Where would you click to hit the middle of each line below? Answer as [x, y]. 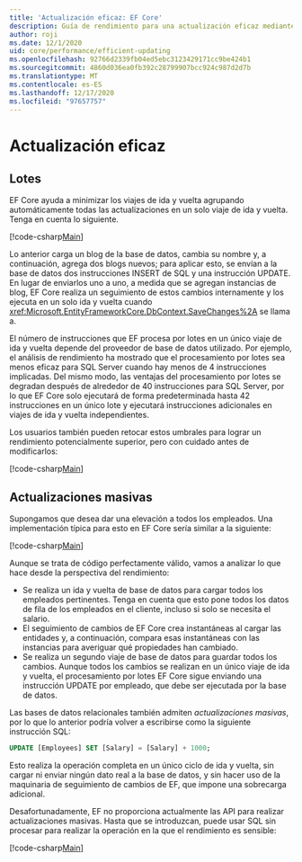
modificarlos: [34, 451]
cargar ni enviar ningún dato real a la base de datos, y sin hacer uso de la [145, 775]
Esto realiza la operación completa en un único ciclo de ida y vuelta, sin [142, 766]
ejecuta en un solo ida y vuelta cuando [81, 302]
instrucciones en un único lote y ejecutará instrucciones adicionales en [141, 405]
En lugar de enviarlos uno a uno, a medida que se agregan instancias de [143, 283]
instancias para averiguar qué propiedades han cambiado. [130, 647]
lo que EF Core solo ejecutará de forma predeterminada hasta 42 [129, 395]
